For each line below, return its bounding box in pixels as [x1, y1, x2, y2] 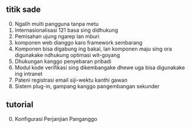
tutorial [6, 100, 34, 110]
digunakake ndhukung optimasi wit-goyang [14, 51, 120, 58]
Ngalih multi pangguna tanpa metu [14, 20, 99, 27]
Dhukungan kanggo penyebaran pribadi [14, 58, 112, 65]
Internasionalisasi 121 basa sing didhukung [14, 26, 118, 33]
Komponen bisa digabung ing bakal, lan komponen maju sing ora [14, 45, 172, 52]
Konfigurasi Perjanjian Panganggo [14, 115, 97, 122]
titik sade [6, 5, 41, 15]
